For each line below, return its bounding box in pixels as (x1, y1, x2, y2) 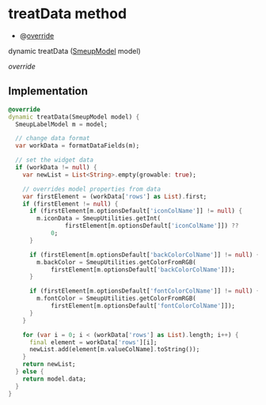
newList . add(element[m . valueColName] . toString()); (28, 346, 200, 354)
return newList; (22, 361, 77, 369)
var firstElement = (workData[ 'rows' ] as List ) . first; (22, 192, 207, 200)
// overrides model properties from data (22, 185, 161, 193)
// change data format (15, 134, 90, 142)
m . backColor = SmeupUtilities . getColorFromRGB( (36, 258, 196, 266)
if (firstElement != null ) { (22, 199, 119, 208)
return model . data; (22, 375, 87, 383)
